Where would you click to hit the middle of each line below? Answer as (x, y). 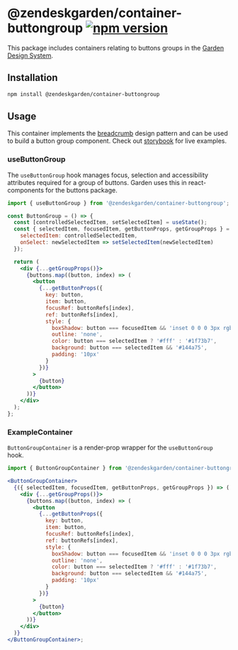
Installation (33, 78)
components (26, 190)
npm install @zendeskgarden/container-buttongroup (84, 94)
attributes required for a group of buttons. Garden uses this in (97, 182)
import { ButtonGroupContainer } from (64, 468)
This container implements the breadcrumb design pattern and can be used (118, 134)
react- (197, 182)
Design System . (30, 55)
